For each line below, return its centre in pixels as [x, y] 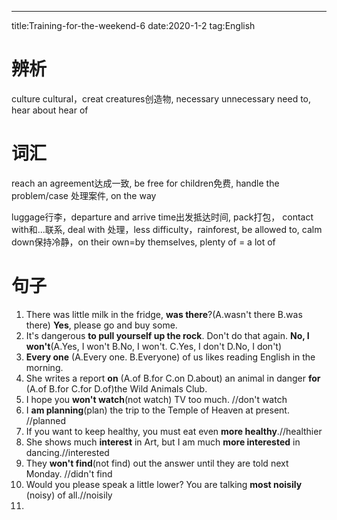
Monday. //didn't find [69, 473]
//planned [45, 420]
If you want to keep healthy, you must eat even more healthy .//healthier [174, 431]
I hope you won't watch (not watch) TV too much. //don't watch [156, 399]
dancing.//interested [67, 452]
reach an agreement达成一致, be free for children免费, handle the [145, 183]
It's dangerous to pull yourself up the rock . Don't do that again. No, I [167, 335]
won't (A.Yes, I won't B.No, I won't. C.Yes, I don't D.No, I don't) [154, 346]
